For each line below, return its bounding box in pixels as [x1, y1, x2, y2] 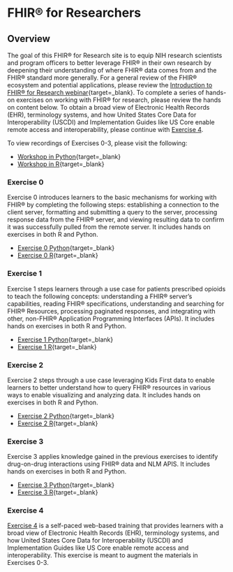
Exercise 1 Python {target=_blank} [17, 335, 114, 344]
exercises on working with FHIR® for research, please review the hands [16, 96, 221, 104]
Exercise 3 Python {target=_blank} [17, 481, 115, 490]
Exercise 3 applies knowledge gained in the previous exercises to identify [7, 453, 218, 461]
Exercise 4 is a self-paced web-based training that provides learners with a [7, 522, 224, 530]
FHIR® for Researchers [7, 5, 142, 21]
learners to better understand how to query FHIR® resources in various [7, 383, 211, 392]
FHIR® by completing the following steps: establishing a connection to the [7, 200, 220, 209]
